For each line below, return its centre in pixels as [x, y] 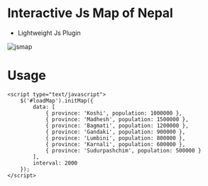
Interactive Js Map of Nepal [91, 13]
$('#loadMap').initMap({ [57, 100]
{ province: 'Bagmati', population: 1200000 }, [117, 125]
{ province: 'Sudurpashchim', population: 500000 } [123, 150]
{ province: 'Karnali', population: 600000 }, [115, 144]
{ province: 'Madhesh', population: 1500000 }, [117, 119]
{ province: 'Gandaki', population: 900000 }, [115, 132]
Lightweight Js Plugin [49, 33]
